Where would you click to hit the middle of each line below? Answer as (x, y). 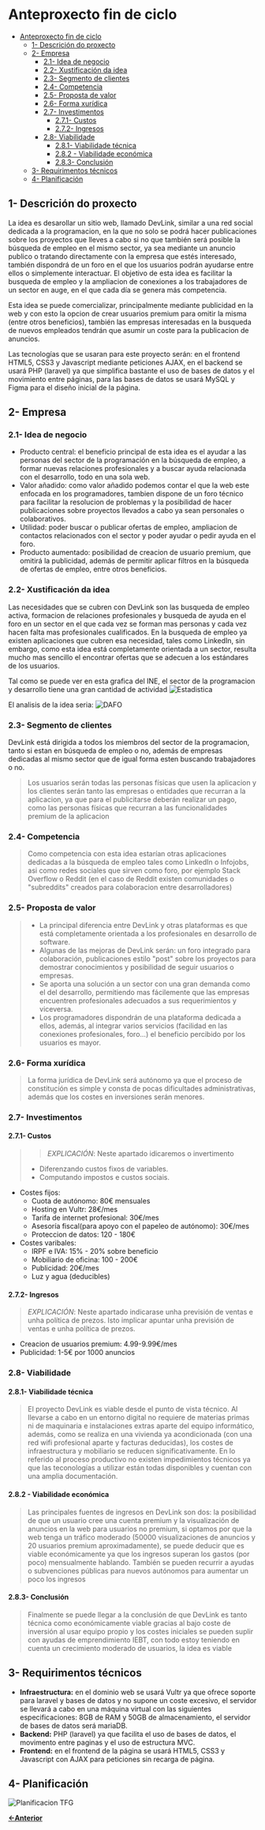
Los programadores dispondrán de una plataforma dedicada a (140, 1017)
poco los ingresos (56, 1579)
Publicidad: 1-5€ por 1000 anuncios (77, 1353)
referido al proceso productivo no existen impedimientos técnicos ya (139, 1460)
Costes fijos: (40, 1192)
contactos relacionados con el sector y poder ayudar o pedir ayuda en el (138, 536)
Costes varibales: (48, 1243)
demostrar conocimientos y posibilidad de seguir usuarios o (136, 967)
